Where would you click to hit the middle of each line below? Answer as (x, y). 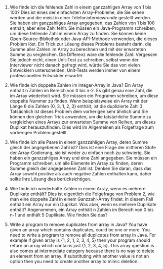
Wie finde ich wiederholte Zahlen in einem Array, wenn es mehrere (78, 188)
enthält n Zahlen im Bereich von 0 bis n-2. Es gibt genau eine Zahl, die (81, 90)
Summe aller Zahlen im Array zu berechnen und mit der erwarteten (78, 49)
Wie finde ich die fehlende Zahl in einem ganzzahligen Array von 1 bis (81, 7)
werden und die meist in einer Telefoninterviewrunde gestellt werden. (81, 18)
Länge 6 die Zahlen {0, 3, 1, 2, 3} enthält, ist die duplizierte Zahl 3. (77, 106)
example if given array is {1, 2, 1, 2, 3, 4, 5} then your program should (80, 240)
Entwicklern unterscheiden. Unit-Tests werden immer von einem (75, 70)
